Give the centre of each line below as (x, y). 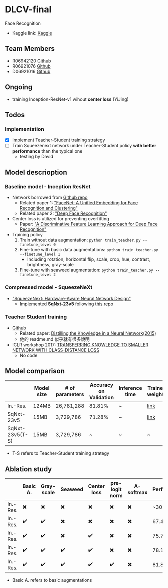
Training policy (28, 235)
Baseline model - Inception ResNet (48, 186)
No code (29, 355)
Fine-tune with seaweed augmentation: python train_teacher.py (86, 270)
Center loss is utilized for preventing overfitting (61, 219)
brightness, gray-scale (50, 265)
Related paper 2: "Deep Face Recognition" (63, 213)
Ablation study (29, 469)
